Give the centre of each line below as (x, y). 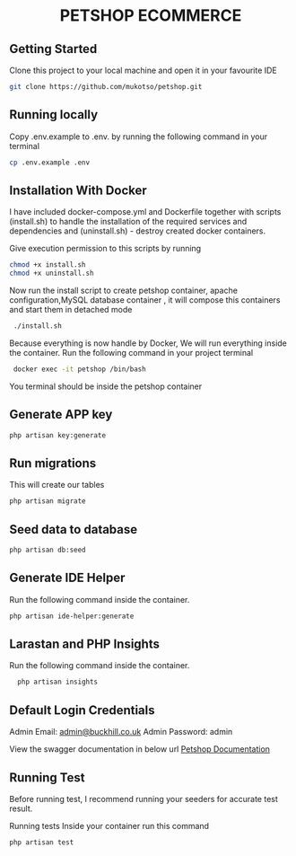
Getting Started (53, 49)
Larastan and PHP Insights (84, 644)
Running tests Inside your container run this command (109, 825)
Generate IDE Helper (67, 578)
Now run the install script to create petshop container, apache (123, 291)
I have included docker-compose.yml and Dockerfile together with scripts (145, 212)
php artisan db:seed (48, 550)
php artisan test (42, 842)
